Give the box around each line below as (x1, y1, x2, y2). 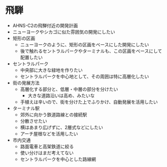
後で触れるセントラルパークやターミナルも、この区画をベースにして (20, 48, 162, 54)
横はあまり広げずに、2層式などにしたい (20, 124, 103, 130)
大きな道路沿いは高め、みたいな (27, 92, 95, 98)
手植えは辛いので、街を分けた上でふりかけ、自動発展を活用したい (20, 99, 158, 105)
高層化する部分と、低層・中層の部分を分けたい (20, 86, 118, 92)
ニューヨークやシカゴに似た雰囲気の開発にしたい (12, 29, 115, 35)
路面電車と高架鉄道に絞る (20, 143, 74, 149)
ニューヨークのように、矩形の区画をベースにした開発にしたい (20, 41, 149, 47)
